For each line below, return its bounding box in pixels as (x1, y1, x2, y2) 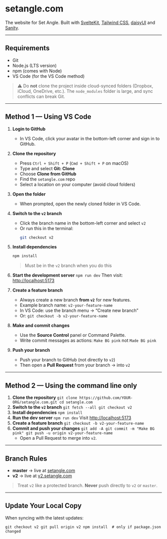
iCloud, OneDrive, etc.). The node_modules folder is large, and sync (17, 88, 153, 94)
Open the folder (12, 191, 46, 197)
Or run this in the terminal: (19, 225, 74, 231)
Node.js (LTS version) (12, 62, 57, 68)
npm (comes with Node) (12, 68, 62, 74)
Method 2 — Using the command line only (5, 381, 138, 390)
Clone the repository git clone (12, 395, 78, 401)
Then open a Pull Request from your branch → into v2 (19, 362, 130, 368)
